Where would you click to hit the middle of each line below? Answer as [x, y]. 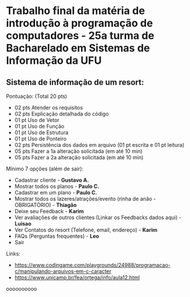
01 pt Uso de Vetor [37, 120]
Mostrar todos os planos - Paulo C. [57, 186]
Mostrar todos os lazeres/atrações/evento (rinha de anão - [85, 199]
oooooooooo [21, 289]
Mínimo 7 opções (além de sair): [45, 169]
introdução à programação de [80, 23]
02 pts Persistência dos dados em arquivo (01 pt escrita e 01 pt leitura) [99, 145]
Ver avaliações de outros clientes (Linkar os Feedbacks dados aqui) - [98, 217]
